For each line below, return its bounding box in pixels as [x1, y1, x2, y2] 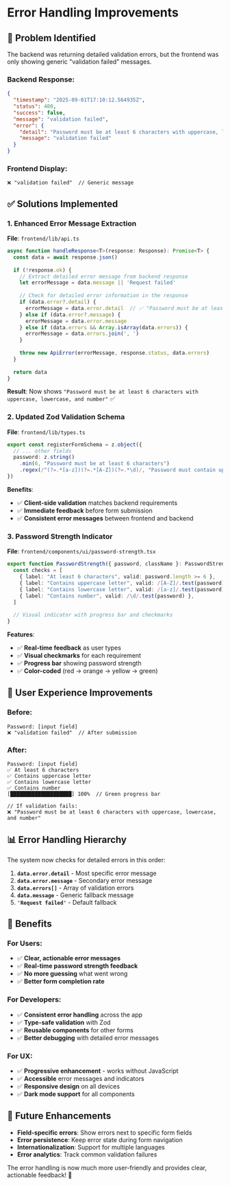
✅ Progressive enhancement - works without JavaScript [16, 1067, 179, 1075]
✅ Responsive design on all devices [16, 1082, 120, 1091]
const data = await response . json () [13, 254, 118, 261]
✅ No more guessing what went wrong [16, 969, 128, 978]
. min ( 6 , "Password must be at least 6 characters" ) [19, 460, 170, 467]
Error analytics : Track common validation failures [16, 1150, 157, 1159]
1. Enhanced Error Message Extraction [7, 218, 137, 228]
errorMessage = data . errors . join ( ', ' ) [25, 331, 139, 337]
